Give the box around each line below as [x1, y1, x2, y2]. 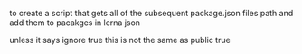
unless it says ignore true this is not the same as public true [9, 35, 231, 45]
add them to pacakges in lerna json [9, 17, 141, 28]
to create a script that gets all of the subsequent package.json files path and [9, 8, 294, 18]
